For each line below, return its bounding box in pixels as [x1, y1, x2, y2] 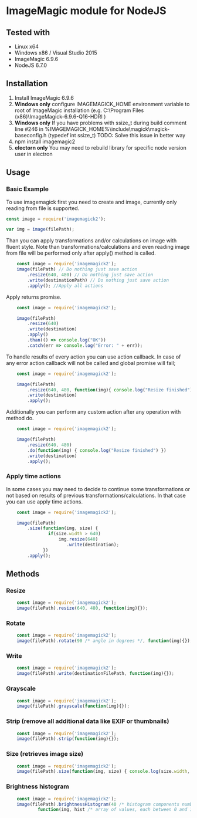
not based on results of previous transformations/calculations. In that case [6, 492, 186, 499]
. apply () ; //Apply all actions [27, 283, 104, 289]
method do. [6, 415, 34, 422]
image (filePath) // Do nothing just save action [16, 266, 138, 272]
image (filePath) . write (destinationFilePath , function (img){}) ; [16, 671, 175, 677]
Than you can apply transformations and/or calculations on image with [6, 237, 177, 244]
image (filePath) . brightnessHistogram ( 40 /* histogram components [16, 801, 180, 807]
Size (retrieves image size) [6, 750, 84, 758]
